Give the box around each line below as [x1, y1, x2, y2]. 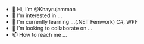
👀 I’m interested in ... [11, 12, 62, 19]
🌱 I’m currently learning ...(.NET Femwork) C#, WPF [11, 18, 139, 25]
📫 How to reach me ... [11, 32, 67, 38]
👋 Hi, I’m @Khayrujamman [11, 6, 76, 12]
